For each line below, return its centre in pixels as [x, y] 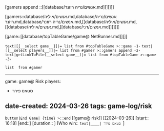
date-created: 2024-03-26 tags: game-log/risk [79, 106]
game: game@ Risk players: [33, 81]
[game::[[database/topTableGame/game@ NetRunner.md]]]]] [66, 36]
